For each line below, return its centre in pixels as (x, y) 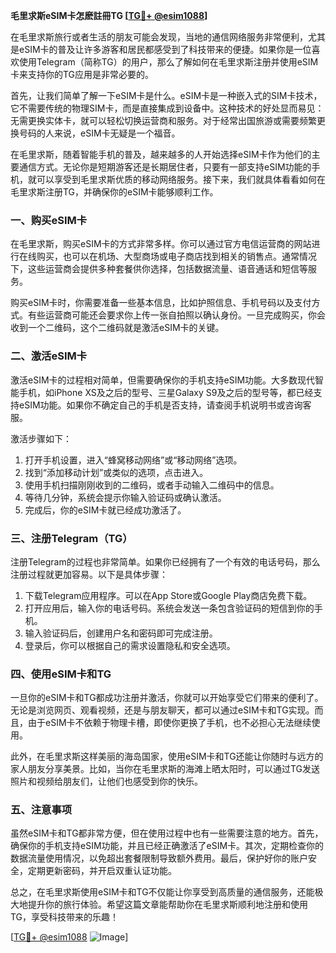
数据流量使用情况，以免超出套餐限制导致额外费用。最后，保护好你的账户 (159, 858)
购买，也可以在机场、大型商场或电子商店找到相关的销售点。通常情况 (176, 256)
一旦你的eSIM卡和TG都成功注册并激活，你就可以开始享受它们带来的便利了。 (167, 698)
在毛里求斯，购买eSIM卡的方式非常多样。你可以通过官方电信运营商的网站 (161, 244)
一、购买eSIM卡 (49, 220)
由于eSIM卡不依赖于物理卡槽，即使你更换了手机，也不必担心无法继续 (169, 723)
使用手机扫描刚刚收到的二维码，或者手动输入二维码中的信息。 (152, 485)
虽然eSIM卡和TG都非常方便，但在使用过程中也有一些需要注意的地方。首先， (167, 833)
